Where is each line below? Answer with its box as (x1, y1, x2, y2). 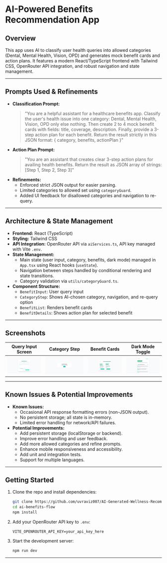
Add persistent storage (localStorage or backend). (19, 430, 123, 436)
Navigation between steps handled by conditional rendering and (19, 267, 152, 273)
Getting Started (5, 476, 54, 484)
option (19, 299, 33, 305)
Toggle (136, 348, 151, 355)
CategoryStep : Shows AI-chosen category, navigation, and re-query (19, 293, 158, 300)
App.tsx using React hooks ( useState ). (19, 262, 98, 268)
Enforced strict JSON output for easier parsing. (19, 182, 117, 188)
